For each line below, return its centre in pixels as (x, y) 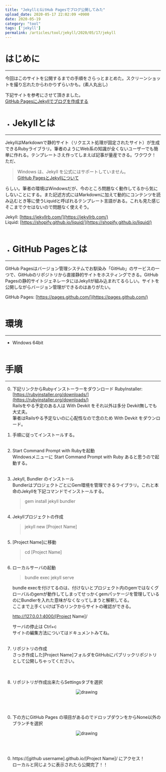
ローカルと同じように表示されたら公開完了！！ (60, 765)
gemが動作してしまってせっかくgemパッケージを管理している (97, 594)
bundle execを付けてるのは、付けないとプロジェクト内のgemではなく (83, 588)
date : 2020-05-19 (23, 19)
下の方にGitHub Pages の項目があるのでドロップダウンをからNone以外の (86, 717)
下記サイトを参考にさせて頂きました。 (44, 95)
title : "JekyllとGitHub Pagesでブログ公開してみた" (55, 10)
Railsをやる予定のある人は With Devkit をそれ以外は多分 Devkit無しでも (84, 406)
